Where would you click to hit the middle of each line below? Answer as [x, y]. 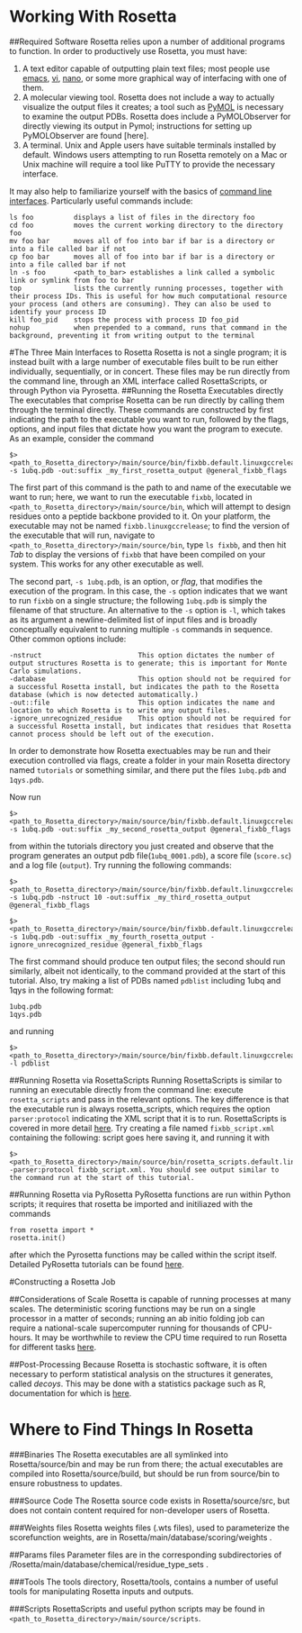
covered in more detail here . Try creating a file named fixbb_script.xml [142, 1128]
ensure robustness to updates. [66, 1483]
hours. [21, 1337]
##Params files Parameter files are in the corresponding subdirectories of [146, 1555]
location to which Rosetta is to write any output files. [120, 710]
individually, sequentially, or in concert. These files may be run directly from [150, 371]
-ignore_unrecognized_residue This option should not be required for [151, 718]
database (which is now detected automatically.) [104, 694]
